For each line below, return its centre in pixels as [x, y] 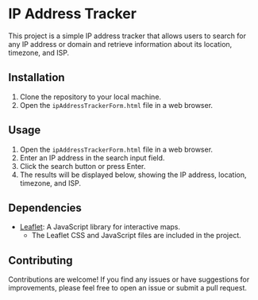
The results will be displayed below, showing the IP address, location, [133, 175]
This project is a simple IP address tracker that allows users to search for [127, 36]
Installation [37, 77]
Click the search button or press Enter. [83, 166]
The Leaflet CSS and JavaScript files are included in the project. [137, 236]
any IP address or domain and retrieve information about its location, [120, 44]
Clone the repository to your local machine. [90, 97]
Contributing [40, 260]
